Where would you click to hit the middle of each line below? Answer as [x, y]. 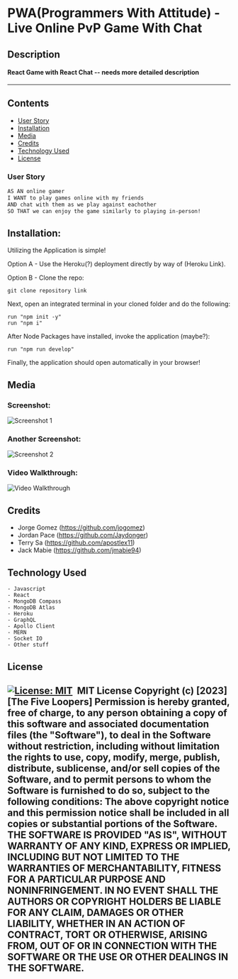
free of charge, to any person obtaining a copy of [118, 712]
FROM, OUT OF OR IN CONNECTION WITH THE [112, 946]
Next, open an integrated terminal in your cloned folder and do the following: [119, 304]
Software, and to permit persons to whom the [109, 779]
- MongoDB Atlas [31, 608]
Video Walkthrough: [42, 473]
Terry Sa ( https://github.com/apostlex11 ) [76, 543]
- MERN [17, 633]
